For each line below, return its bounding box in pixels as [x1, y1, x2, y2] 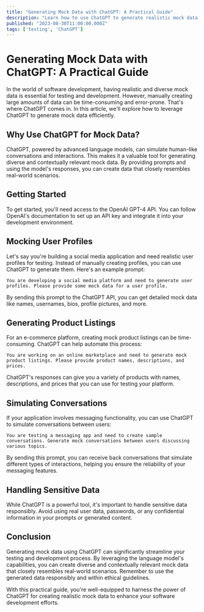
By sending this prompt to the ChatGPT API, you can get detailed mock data [6, 293, 197, 300]
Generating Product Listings [6, 318, 116, 328]
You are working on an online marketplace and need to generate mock [6, 353, 188, 359]
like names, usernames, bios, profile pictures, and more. [6, 300, 148, 307]
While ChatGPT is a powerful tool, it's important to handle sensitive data [6, 501, 188, 509]
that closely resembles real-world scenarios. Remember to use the [6, 567, 174, 575]
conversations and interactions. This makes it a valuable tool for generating [6, 152, 195, 159]
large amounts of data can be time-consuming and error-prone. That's [6, 99, 184, 106]
